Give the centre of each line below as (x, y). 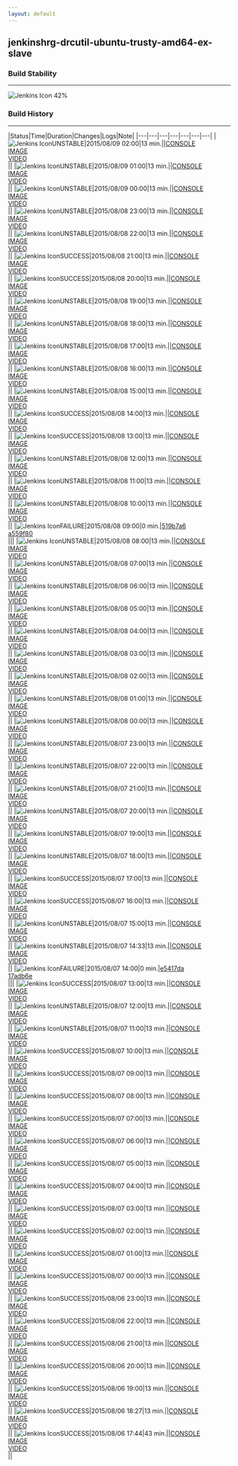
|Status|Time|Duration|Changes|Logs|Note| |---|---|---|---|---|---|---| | (112, 136)
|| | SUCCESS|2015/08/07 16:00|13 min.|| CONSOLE (103, 901)
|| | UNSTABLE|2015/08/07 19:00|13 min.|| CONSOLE (105, 833)
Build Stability (32, 73)
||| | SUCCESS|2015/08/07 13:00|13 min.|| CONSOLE (105, 983)
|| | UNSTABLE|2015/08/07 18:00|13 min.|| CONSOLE (105, 855)
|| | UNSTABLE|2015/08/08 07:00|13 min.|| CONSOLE (106, 563)
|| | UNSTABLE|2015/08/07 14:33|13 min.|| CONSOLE (105, 946)
